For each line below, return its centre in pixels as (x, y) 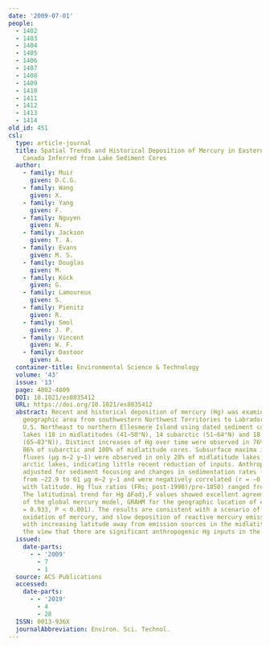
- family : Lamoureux (57, 293)
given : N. (46, 225)
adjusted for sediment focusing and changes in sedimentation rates (140, 472)
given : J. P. (51, 330)
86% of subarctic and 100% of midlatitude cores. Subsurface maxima (140, 450)
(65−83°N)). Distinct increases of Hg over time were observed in (136, 442)
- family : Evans (50, 248)
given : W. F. (51, 345)
